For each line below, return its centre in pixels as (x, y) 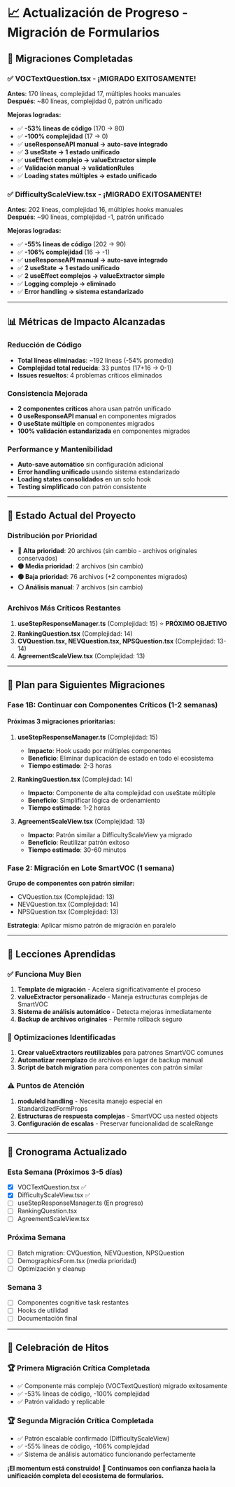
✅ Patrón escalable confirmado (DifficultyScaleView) (93, 1439)
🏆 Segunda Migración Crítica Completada (80, 1421)
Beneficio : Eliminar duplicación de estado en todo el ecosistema (121, 758)
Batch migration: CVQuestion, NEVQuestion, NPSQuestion (101, 1253)
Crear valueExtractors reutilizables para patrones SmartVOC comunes (120, 1053)
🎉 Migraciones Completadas (70, 59)
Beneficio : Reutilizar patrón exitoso (79, 842)
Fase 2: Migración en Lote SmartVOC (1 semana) (91, 868)
